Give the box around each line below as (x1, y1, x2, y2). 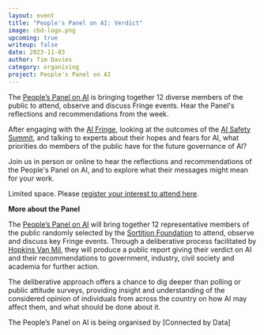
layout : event (8, 11, 55, 20)
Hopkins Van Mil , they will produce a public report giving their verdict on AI (8, 245, 252, 254)
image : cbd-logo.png (8, 26, 77, 34)
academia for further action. (8, 261, 100, 271)
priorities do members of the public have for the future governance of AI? (8, 141, 247, 150)
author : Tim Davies (8, 56, 73, 64)
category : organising (8, 63, 80, 71)
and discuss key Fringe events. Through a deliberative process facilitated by (8, 236, 257, 246)
